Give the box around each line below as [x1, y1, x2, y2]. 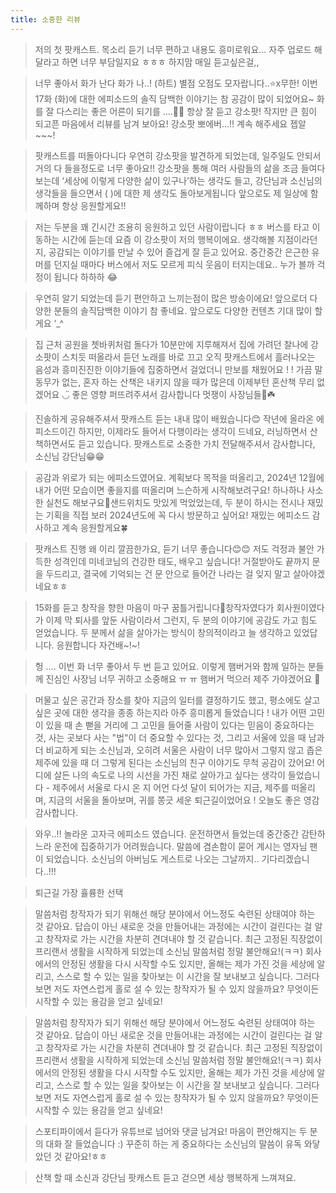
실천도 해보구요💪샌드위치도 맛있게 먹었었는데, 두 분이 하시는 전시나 [45, 496, 305, 508]
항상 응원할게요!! [61, 199, 127, 211]
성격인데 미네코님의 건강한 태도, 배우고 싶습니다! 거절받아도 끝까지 [53, 555, 310, 567]
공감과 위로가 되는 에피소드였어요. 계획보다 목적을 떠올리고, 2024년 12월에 [34, 471, 325, 483]
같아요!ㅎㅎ [64, 1150, 108, 1162]
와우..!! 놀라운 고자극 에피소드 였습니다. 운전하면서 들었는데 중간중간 [34, 827, 300, 840]
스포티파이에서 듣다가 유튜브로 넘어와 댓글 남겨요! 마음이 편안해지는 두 [34, 1125, 308, 1137]
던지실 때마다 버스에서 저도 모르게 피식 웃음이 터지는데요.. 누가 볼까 [53, 258, 315, 270]
